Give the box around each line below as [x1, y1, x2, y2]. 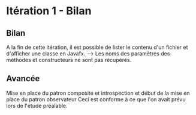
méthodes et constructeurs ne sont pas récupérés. [6, 57, 132, 63]
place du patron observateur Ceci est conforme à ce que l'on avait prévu [6, 95, 186, 102]
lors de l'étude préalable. [6, 102, 68, 109]
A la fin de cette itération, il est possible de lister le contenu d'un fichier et [6, 43, 188, 51]
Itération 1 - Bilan [6, 4, 92, 18]
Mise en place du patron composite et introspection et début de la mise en [6, 89, 190, 97]
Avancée [6, 73, 40, 84]
